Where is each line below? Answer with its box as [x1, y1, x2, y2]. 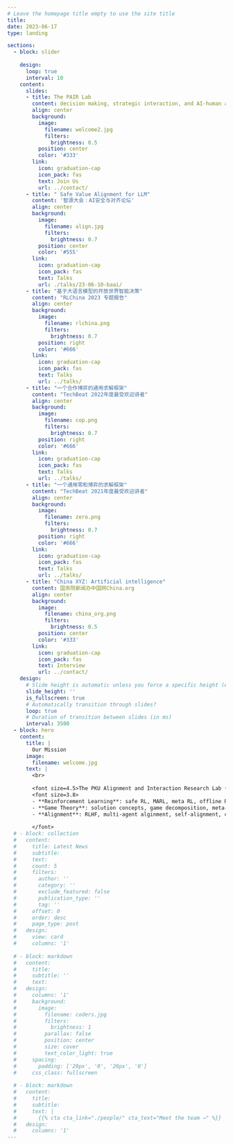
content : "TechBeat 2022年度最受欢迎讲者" [32, 390, 148, 398]
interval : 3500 [25, 720, 70, 727]
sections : [7, 42, 36, 49]
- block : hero [13, 727, 54, 734]
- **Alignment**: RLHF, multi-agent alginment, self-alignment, [32, 811, 222, 818]
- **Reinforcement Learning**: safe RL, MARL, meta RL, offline [32, 798, 222, 805]
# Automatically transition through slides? [25, 701, 157, 708]
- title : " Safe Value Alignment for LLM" [25, 190, 150, 198]
